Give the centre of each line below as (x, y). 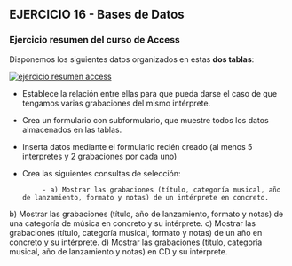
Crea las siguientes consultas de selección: (101, 173)
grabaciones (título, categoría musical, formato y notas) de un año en (136, 232)
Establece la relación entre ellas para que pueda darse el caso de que (150, 93)
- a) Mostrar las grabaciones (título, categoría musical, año (162, 190)
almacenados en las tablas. (72, 129)
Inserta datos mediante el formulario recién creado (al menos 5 (137, 146)
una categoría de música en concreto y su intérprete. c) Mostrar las (132, 223)
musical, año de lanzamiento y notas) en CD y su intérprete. (118, 251)
